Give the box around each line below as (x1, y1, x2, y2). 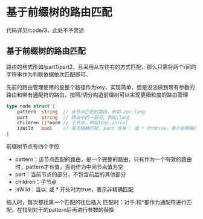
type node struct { (6, 103, 56, 109)
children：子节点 (14, 179, 57, 185)
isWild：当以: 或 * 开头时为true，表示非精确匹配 (14, 186, 134, 193)
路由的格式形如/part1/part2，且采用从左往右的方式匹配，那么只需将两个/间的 (6, 63, 196, 70)
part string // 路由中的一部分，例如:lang (17, 114, 130, 121)
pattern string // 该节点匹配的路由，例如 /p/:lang (17, 109, 146, 115)
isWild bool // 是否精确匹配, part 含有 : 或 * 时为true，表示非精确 (17, 125, 194, 132)
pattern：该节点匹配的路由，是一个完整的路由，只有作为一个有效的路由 (14, 156, 192, 163)
